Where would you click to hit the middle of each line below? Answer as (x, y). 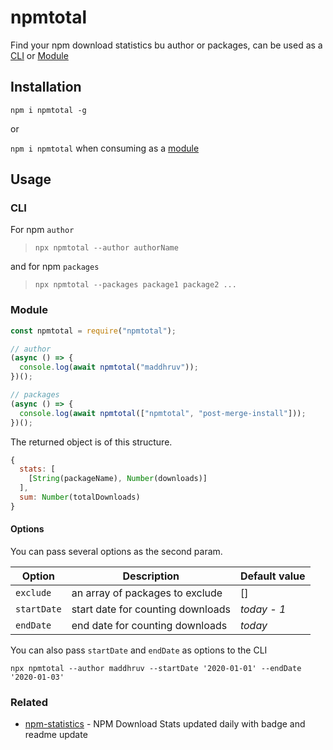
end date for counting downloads (149, 626)
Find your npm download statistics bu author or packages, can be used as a (166, 45)
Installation (46, 87)
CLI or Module (39, 55)
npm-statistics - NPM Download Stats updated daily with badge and (165, 724)
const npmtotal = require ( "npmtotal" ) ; (93, 331)
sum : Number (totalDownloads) (80, 497)
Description (151, 576)
